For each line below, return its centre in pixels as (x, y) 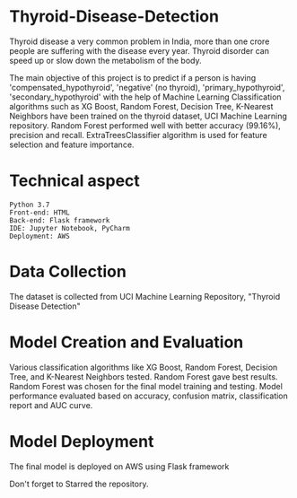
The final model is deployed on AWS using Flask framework (119, 466)
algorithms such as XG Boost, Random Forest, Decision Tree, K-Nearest (141, 106)
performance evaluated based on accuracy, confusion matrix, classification (149, 396)
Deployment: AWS (39, 236)
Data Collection (68, 272)
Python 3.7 (30, 205)
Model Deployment (82, 441)
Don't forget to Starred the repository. (79, 484)
